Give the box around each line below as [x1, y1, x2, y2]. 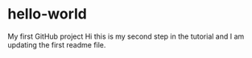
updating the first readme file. [7, 39, 106, 49]
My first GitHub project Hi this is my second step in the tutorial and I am [7, 31, 245, 41]
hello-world [7, 5, 88, 23]
